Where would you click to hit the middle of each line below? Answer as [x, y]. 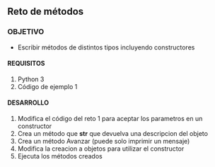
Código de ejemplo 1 [47, 86]
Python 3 [31, 79]
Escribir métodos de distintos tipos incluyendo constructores [106, 47]
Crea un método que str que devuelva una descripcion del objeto [113, 134]
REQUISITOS [26, 64]
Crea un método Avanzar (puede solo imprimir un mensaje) [104, 142]
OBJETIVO [26, 32]
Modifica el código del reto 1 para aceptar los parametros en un [110, 119]
